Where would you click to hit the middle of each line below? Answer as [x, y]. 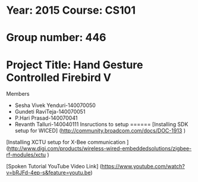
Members [18, 94]
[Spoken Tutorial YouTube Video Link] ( [54, 167]
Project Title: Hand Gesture [75, 65]
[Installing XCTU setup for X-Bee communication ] [67, 142]
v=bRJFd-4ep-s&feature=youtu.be [48, 172]
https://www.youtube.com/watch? [143, 167]
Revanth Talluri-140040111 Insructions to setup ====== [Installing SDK [101, 124]
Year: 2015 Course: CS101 [71, 10]
